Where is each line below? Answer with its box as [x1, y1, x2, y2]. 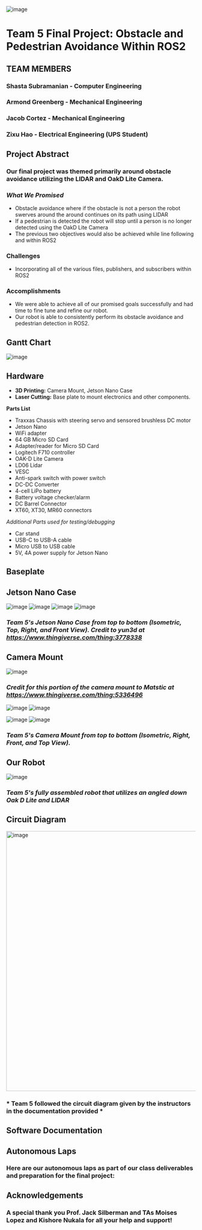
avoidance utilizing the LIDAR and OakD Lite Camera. [6, 175, 164, 183]
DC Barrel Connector [14, 500, 67, 507]
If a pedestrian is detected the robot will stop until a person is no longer [14, 217, 192, 225]
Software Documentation [6, 1126, 103, 1136]
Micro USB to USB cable [14, 543, 76, 550]
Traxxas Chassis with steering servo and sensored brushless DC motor [14, 417, 191, 424]
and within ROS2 [14, 236, 57, 244]
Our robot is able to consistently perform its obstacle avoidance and [14, 313, 184, 321]
